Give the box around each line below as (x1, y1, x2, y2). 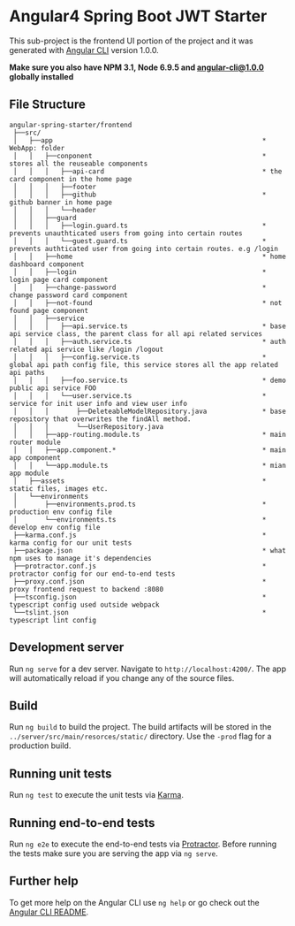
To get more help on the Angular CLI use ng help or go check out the (9, 897, 260, 907)
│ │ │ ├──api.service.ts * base (12, 321, 287, 331)
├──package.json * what (12, 546, 287, 555)
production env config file (9, 507, 113, 517)
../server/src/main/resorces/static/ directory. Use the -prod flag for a (9, 731, 272, 742)
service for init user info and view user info (9, 399, 188, 408)
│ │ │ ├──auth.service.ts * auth (12, 337, 287, 346)
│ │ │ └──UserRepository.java (12, 422, 164, 431)
